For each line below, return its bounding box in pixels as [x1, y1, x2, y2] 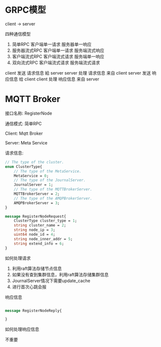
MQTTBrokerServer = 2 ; [14, 191, 60, 196]
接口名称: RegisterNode [5, 110, 53, 116]
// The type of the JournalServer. [14, 178, 86, 183]
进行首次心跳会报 [12, 284, 47, 289]
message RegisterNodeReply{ [5, 308, 62, 313]
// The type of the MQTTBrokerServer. [14, 187, 92, 192]
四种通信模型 [5, 31, 31, 37]
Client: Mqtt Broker [5, 130, 43, 136]
